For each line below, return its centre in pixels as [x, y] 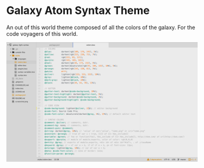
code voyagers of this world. [42, 33]
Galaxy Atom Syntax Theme [78, 11]
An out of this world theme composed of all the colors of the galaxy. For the [101, 27]
